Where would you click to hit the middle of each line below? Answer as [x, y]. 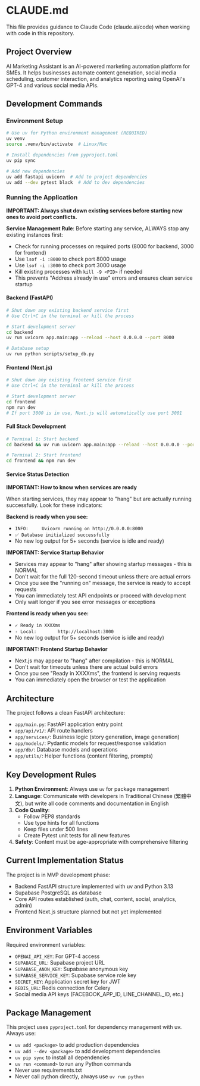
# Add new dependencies [36, 171]
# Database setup [28, 349]
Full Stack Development [36, 427]
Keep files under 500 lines [56, 829]
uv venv [16, 139]
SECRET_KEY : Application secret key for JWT [68, 981]
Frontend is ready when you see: [48, 614]
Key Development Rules [51, 774]
